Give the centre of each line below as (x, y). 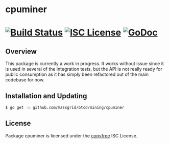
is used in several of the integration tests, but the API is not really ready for (84, 69)
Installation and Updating (46, 96)
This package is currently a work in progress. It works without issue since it (85, 64)
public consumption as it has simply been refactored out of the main (77, 74)
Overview (21, 51)
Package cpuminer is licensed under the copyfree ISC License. (71, 135)
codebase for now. (25, 80)
